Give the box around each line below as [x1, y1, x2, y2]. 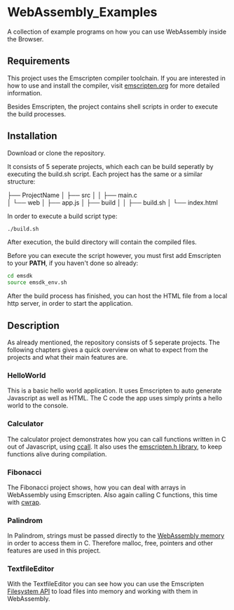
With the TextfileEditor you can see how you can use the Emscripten [7, 580, 205, 588]
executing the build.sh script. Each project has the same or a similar [7, 170, 203, 178]
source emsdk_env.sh [7, 279, 68, 286]
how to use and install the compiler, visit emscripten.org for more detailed [7, 81, 220, 90]
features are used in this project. [7, 546, 102, 555]
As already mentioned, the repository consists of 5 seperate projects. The [7, 338, 221, 346]
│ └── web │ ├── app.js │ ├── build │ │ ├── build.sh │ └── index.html [7, 198, 219, 207]
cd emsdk [7, 273, 33, 280]
